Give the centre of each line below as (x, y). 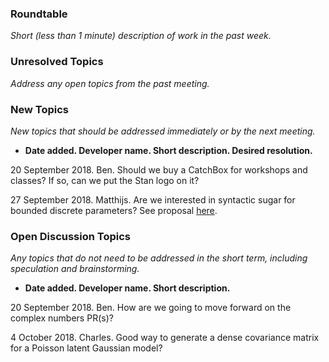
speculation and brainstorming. (75, 269)
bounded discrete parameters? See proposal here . (114, 210)
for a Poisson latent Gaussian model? (86, 348)
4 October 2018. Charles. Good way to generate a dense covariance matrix (165, 338)
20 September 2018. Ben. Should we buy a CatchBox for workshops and (159, 169)
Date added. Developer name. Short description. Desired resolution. (168, 150)
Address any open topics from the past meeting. (110, 83)
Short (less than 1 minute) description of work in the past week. (141, 36)
